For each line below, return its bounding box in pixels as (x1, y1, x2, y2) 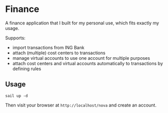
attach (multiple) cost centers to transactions (12, 50, 106, 56)
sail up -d (5, 93, 28, 98)
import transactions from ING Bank (12, 44, 85, 50)
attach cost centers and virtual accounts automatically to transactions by (12, 60, 163, 66)
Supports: (5, 35, 26, 41)
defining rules (12, 66, 42, 72)
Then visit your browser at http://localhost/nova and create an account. (5, 102, 157, 108)
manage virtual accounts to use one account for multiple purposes (12, 55, 150, 61)
